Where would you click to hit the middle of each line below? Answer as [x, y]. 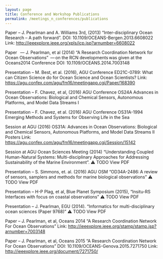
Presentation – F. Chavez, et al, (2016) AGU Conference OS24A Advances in [82, 92]
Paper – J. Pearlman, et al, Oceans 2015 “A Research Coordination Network [81, 241]
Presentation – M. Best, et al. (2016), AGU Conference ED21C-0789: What [79, 72]
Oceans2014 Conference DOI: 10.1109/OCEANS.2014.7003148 [67, 63]
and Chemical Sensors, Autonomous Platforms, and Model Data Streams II [80, 132]
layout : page [18, 10]
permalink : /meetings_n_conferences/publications [57, 19]
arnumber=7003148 [25, 232]
